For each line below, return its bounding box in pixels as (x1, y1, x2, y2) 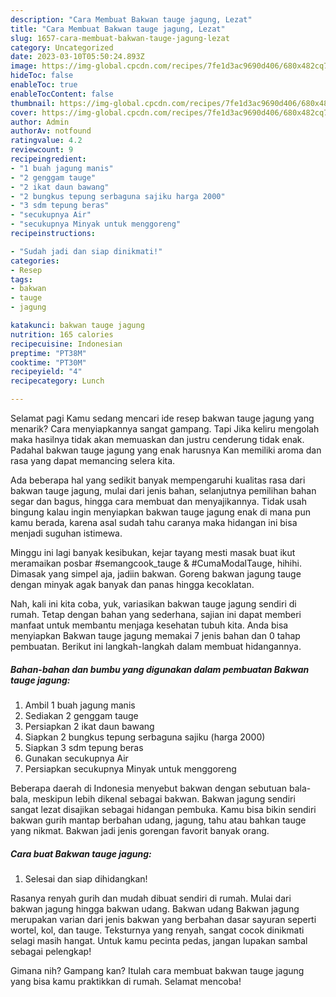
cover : (10, 107, 38, 118)
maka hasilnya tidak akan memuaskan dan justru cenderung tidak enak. (10, 434, 305, 445)
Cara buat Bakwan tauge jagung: (10, 847, 152, 860)
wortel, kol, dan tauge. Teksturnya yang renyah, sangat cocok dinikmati (10, 924, 305, 936)
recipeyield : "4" (10, 367, 83, 377)
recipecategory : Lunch (10, 376, 105, 386)
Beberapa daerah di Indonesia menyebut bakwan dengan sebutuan (10, 782, 288, 794)
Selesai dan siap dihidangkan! (24, 872, 148, 885)
